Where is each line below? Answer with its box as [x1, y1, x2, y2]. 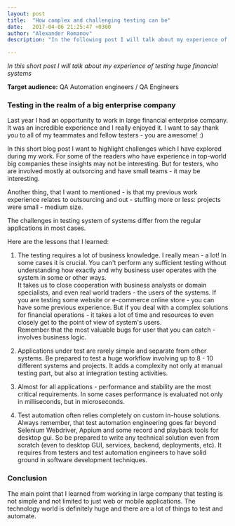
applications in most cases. [7, 224, 86, 232]
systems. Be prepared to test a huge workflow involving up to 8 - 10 [17, 354, 214, 363]
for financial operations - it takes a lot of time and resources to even [17, 311, 214, 319]
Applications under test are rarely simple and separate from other [17, 346, 207, 355]
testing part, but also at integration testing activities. [17, 369, 168, 377]
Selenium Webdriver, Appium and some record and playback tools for [17, 426, 219, 435]
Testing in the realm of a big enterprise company [7, 100, 177, 110]
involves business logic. [17, 333, 87, 342]
